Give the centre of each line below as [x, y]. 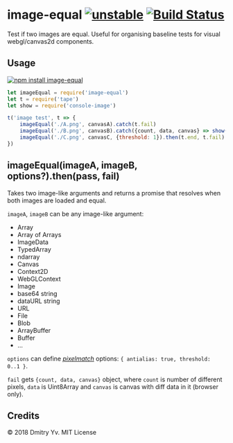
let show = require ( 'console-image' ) [62, 105]
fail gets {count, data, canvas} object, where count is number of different [115, 379]
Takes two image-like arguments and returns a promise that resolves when [114, 193]
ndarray [28, 257]
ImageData [33, 242]
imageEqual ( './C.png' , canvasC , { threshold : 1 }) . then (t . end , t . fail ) [122, 137]
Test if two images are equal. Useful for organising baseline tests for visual [114, 34]
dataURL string [38, 301]
